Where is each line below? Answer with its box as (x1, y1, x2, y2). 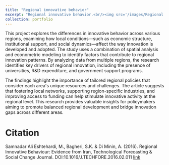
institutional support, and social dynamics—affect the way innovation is (5, 41, 153, 47)
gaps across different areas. (5, 109, 64, 115)
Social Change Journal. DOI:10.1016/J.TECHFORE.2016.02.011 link (5, 154, 141, 160)
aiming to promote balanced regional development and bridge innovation (5, 104, 156, 110)
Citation (5, 127, 39, 138)
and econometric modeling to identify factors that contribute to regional (5, 52, 154, 58)
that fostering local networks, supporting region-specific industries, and (5, 88, 155, 94)
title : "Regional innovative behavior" (5, 7, 89, 13)
